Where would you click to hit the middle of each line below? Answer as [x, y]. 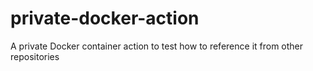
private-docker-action [105, 18]
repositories [35, 56]
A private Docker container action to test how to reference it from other [157, 46]
